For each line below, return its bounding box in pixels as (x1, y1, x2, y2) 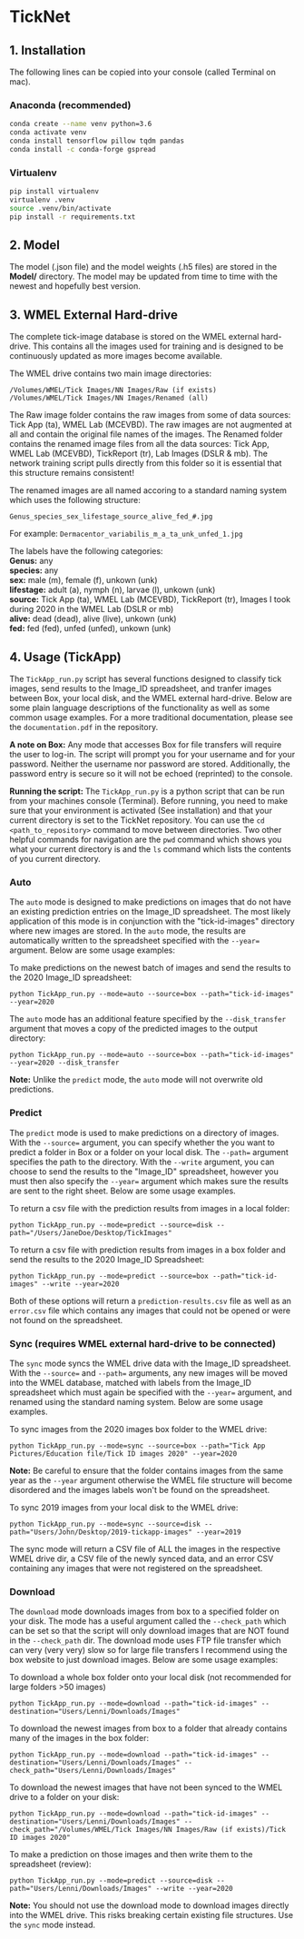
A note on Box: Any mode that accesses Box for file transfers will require (9, 739, 282, 750)
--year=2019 (196, 1528, 242, 1537)
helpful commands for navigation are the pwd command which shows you (9, 834, 282, 846)
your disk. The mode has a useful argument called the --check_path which (9, 1616, 287, 1627)
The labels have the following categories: (9, 546, 163, 557)
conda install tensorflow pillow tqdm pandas (9, 136, 184, 146)
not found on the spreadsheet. (9, 1314, 123, 1325)
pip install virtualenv (9, 187, 100, 196)
